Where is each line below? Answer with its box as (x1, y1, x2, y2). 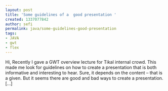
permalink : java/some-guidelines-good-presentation (5, 26, 116, 31)
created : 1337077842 (5, 17, 49, 22)
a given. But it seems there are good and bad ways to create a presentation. (5, 75, 163, 81)
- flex (5, 45, 19, 50)
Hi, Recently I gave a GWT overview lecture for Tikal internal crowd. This (5, 59, 157, 65)
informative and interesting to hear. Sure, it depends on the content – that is (5, 69, 163, 76)
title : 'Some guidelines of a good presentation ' (5, 12, 116, 17)
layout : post (5, 7, 33, 13)
